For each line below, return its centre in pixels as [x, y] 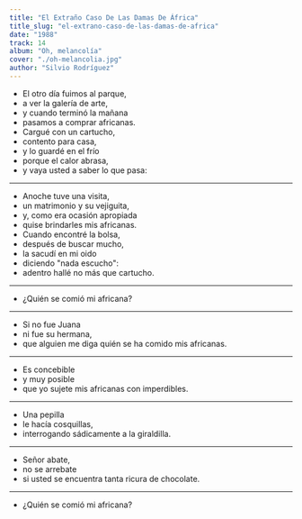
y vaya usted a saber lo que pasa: [84, 170]
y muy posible [48, 378]
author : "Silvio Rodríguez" [62, 68]
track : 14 [28, 43]
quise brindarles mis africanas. [80, 224]
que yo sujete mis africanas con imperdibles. [105, 388]
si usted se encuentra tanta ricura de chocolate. [111, 478]
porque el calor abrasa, [66, 160]
